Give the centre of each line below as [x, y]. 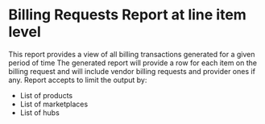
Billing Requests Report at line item [128, 15]
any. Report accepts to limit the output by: [78, 80]
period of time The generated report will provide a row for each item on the [133, 63]
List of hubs [40, 112]
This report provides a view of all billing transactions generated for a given [132, 54]
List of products [46, 95]
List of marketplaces [54, 104]
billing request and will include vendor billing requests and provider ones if [132, 71]
